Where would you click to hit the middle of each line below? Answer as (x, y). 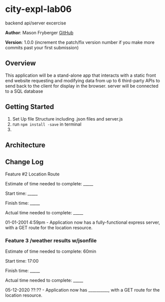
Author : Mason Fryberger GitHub (39, 32)
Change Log (24, 162)
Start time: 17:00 (22, 261)
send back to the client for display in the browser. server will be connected (82, 86)
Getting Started (30, 107)
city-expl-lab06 (39, 9)
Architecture (25, 145)
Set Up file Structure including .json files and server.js (68, 119)
